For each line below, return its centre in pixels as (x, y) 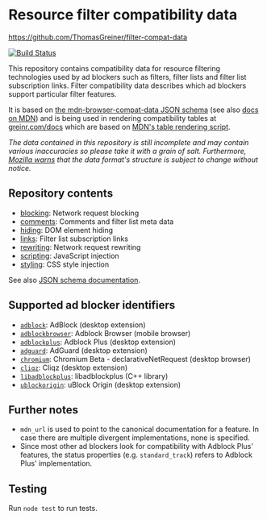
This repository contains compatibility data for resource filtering (114, 68)
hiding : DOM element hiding (67, 230)
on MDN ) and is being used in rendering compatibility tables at (112, 118)
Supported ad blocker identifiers (92, 305)
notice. (20, 168)
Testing (28, 489)
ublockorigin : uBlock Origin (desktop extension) (100, 384)
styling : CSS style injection (65, 264)
